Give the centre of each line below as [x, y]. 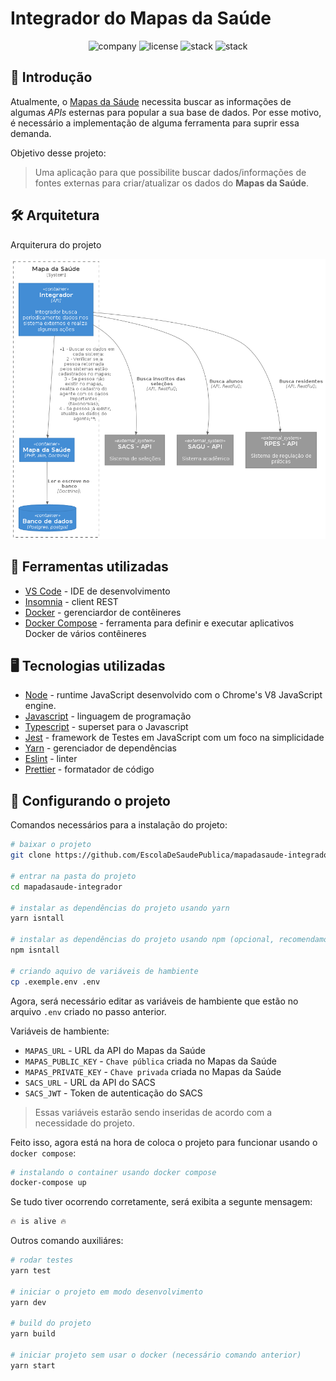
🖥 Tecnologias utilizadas [88, 666]
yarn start [33, 1365]
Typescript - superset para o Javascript [106, 727]
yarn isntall [37, 918]
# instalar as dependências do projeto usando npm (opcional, [142, 940]
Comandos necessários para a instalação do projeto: [119, 825]
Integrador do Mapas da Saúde [141, 18]
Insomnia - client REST [71, 601]
